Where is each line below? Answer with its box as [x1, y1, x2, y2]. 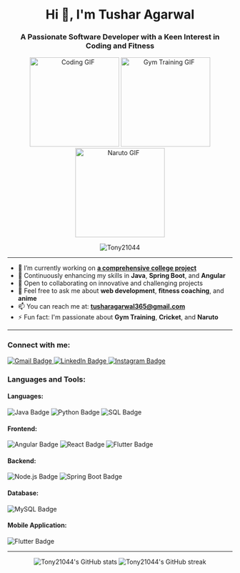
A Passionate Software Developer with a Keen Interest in [20, 32, 220, 42]
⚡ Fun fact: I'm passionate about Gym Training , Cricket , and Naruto [17, 313, 219, 322]
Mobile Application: [7, 521, 67, 529]
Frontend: [7, 424, 38, 433]
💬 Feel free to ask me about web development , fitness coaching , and [17, 286, 224, 295]
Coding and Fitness [85, 41, 155, 51]
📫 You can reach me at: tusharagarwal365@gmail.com [17, 302, 186, 311]
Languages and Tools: [7, 374, 86, 384]
